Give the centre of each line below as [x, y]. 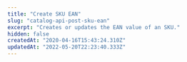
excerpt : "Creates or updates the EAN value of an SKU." [94, 27]
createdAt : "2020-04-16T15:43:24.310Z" [67, 41]
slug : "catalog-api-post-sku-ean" [59, 21]
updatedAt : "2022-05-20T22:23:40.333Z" [67, 47]
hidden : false [29, 34]
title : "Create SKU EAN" [44, 14]
